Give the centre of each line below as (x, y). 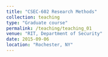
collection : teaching (33, 17)
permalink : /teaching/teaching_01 (49, 28)
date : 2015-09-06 (28, 39)
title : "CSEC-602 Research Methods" (52, 12)
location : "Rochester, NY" (40, 45)
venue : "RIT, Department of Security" (54, 34)
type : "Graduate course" (37, 23)
